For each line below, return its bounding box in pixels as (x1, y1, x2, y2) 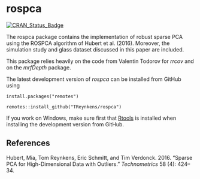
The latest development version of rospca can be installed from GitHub (6, 75, 181, 83)
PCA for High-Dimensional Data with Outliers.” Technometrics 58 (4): (6, 160, 177, 168)
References (6, 138, 50, 148)
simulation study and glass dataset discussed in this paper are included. (6, 45, 184, 53)
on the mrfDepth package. (6, 63, 71, 71)
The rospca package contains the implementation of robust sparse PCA (6, 33, 183, 40)
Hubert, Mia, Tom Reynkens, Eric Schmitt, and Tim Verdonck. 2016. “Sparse (6, 154, 193, 161)
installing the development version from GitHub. (6, 120, 125, 128)
